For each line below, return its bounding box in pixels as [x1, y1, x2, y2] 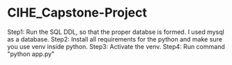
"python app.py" [7, 50, 55, 58]
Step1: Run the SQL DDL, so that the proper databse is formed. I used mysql [7, 28, 224, 36]
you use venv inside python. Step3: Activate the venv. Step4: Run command [7, 42, 225, 50]
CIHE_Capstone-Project [7, 5, 148, 21]
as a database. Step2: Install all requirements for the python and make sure [7, 35, 223, 43]
